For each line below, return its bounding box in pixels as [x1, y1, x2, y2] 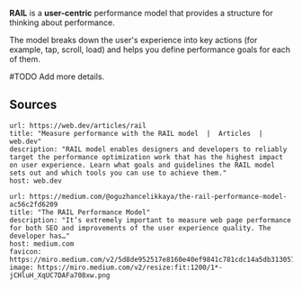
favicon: [9, 247, 42, 256]
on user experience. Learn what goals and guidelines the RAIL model [9, 160, 276, 169]
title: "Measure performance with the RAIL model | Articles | [9, 129, 263, 138]
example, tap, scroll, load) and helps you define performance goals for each [9, 44, 290, 55]
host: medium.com [9, 239, 75, 248]
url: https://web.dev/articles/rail [9, 121, 147, 130]
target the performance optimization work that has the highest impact [9, 152, 283, 161]
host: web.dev [9, 176, 63, 185]
